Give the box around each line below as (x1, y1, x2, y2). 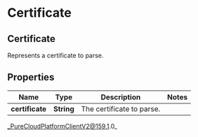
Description (100, 92, 141, 102)
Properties (7, 71, 55, 83)
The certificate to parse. (81, 103, 161, 113)
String (53, 103, 75, 113)
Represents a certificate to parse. (7, 51, 104, 59)
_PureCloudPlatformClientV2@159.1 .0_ (7, 122, 118, 130)
